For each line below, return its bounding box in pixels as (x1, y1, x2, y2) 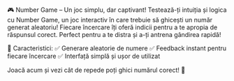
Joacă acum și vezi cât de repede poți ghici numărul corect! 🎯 (7, 66, 186, 74)
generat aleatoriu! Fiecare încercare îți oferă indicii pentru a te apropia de (7, 23, 218, 31)
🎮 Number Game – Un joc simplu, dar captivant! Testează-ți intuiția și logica (7, 6, 227, 14)
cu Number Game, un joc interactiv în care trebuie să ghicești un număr (7, 16, 213, 24)
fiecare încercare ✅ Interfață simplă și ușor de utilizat (7, 52, 161, 60)
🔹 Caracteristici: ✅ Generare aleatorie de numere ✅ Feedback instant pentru (7, 44, 227, 52)
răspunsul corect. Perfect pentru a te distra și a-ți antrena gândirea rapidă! (7, 31, 221, 38)
